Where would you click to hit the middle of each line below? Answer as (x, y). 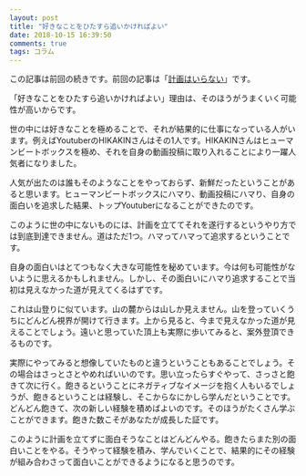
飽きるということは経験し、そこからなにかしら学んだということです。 (164, 397)
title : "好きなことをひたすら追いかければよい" (89, 26)
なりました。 (57, 163)
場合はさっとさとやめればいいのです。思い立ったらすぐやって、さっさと (152, 374)
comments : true (38, 43)
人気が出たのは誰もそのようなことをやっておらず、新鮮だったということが (148, 182)
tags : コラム (32, 52)
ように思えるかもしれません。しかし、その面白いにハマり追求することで (153, 278)
